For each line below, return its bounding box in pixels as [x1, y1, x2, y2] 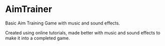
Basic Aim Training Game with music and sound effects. [5, 20, 120, 26]
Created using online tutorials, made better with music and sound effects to [5, 29, 160, 35]
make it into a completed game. [5, 35, 70, 41]
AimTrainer [5, 3, 52, 15]
